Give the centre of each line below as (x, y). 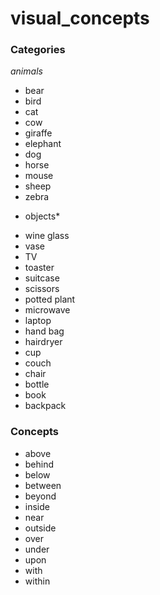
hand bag (44, 331)
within (37, 581)
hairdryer (43, 342)
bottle (37, 384)
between (43, 485)
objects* (42, 216)
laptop (38, 321)
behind (39, 464)
